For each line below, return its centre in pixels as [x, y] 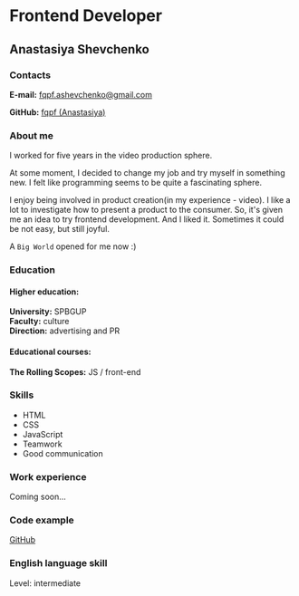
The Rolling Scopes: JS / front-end [75, 371]
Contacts [30, 75]
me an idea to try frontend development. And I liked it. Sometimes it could [147, 219]
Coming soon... [38, 497]
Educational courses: [50, 351]
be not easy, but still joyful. [60, 229]
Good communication [63, 453]
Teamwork [42, 444]
